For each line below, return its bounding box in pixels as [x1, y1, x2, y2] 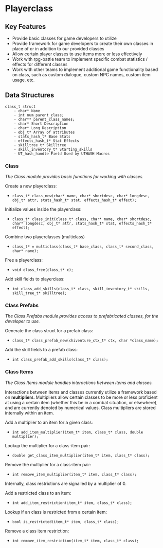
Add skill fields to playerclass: [5, 276, 65, 282]
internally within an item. [5, 410, 54, 416]
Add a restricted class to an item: [5, 490, 72, 496]
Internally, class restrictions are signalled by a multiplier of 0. [5, 480, 127, 486]
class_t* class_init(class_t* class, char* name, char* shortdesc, [12, 217, 152, 222]
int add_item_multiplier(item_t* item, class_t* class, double [12, 430, 144, 434]
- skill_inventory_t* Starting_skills [14, 147, 92, 152]
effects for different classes [12, 62, 68, 67]
